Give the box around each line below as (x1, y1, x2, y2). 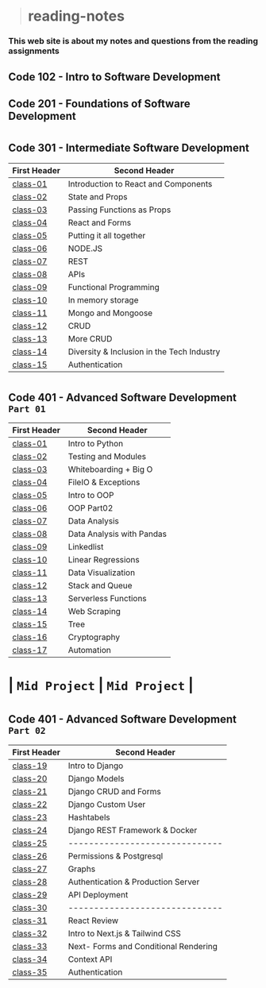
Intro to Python (67, 438, 124, 450)
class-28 (12, 876, 48, 887)
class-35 (12, 967, 48, 978)
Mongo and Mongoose (67, 307, 153, 318)
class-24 (12, 824, 48, 836)
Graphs (67, 863, 96, 874)
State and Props (67, 191, 129, 202)
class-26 (12, 850, 48, 861)
